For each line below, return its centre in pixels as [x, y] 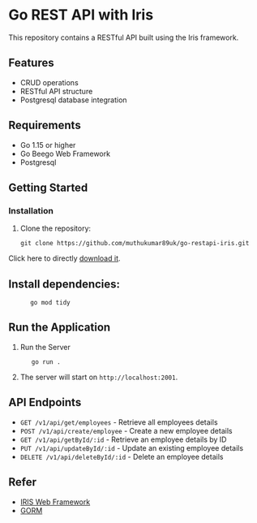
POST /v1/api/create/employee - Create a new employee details [126, 430]
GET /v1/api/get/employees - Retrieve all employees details [119, 422]
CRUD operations [49, 82]
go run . [46, 362]
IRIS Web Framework [55, 502]
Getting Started [48, 187]
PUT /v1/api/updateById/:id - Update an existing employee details [132, 447]
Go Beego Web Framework [65, 153]
